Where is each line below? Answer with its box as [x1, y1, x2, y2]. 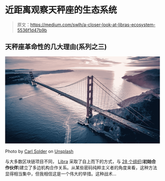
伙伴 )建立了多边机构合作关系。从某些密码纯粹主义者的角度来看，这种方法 [9, 165, 158, 171]
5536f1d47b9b [17, 27, 47, 33]
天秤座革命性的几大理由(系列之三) [5, 43, 107, 51]
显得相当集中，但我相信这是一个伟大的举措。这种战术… [5, 171, 117, 177]
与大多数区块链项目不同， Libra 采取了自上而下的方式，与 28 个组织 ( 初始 [5, 158, 152, 165]
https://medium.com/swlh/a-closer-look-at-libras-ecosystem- [30, 22, 156, 28]
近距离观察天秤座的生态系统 [5, 4, 117, 16]
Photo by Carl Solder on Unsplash [5, 149, 74, 154]
